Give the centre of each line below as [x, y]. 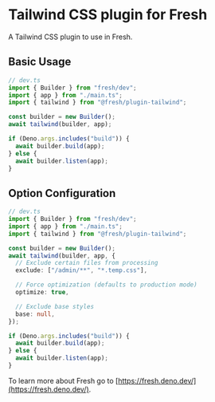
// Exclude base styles [55, 306]
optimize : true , [42, 293]
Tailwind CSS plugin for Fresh [108, 15]
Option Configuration [62, 193]
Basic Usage [40, 62]
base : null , [35, 314]
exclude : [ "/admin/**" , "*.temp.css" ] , [82, 270]
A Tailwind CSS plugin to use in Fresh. [70, 37]
